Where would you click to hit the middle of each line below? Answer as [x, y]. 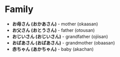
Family [19, 9]
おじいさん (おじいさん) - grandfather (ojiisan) [60, 36]
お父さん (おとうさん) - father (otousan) [53, 30]
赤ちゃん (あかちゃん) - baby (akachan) [53, 49]
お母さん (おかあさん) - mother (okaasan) [55, 24]
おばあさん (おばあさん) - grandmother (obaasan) [63, 43]
